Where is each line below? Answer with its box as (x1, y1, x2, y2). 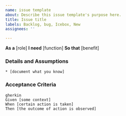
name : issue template (5, 7, 51, 13)
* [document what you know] (5, 69, 65, 75)
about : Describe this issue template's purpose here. (5, 12, 122, 17)
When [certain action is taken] (5, 102, 74, 107)
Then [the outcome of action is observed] (5, 106, 97, 111)
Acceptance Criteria (5, 81, 56, 88)
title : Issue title (5, 17, 47, 22)
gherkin (5, 92, 22, 98)
